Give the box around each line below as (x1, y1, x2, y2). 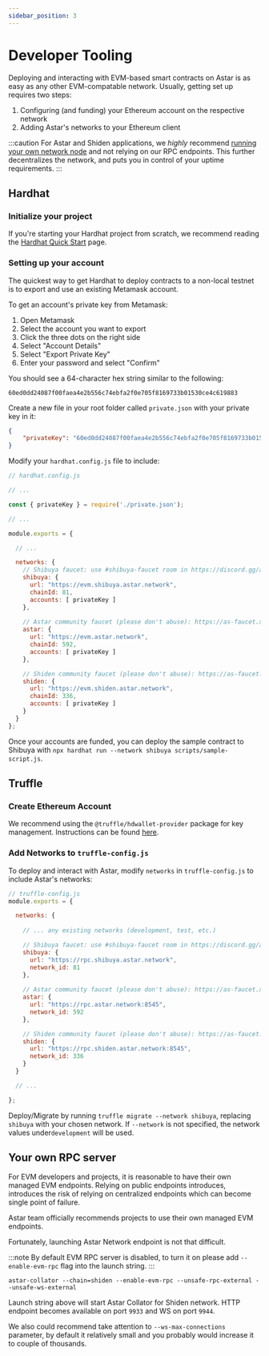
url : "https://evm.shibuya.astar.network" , (29, 581, 178, 589)
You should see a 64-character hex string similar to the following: (8, 373, 224, 383)
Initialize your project (8, 210, 93, 221)
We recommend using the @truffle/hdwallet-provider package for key (8, 819, 244, 829)
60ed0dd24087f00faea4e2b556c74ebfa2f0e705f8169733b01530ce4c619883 (8, 389, 239, 397)
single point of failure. (8, 1197, 80, 1207)
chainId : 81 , (29, 588, 74, 596)
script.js (8, 755, 42, 763)
